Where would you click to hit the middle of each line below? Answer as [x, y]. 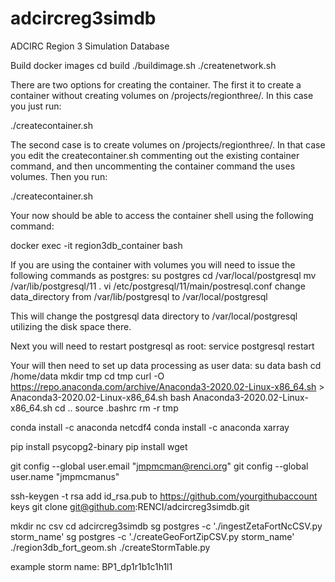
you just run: [36, 106]
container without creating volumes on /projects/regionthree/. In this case [162, 95]
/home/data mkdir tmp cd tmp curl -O [87, 376]
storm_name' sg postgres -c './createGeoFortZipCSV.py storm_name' [152, 536]
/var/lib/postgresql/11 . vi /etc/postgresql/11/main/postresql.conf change [158, 286]
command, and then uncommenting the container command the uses [153, 166]
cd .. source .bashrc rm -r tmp [116, 408]
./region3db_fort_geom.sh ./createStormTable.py [110, 547]
